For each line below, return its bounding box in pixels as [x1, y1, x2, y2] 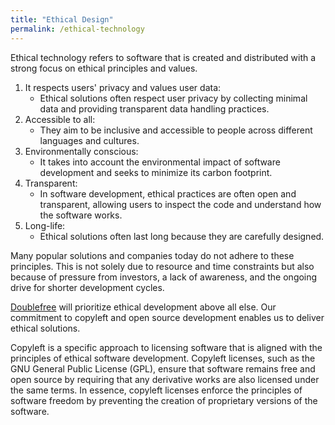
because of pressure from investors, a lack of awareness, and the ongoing [10, 271, 318, 283]
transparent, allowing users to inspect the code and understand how [39, 198, 322, 210]
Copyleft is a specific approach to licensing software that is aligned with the [10, 341, 323, 353]
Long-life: [24, 219, 66, 231]
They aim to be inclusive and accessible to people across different [39, 124, 313, 136]
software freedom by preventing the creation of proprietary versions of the [10, 394, 318, 406]
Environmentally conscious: [24, 145, 139, 157]
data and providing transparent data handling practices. [39, 102, 270, 115]
